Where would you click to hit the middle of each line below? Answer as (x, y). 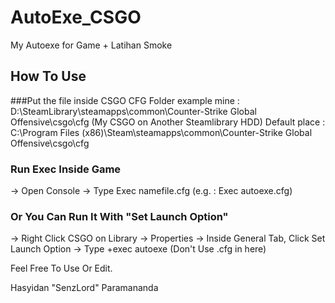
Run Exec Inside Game (66, 169)
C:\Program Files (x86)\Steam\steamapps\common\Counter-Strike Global (161, 132)
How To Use (48, 76)
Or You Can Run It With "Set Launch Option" (119, 216)
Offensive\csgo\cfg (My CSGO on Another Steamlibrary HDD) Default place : (168, 122)
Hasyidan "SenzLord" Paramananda (84, 288)
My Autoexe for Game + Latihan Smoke (91, 45)
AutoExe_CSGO (76, 17)
